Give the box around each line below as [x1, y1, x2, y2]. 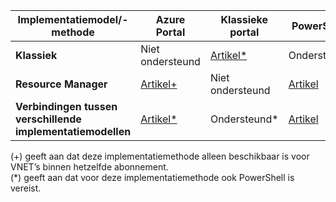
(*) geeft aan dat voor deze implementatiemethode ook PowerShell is [10, 172, 295, 183]
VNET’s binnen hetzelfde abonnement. [10, 161, 169, 173]
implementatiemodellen [15, 125, 132, 138]
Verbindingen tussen [15, 100, 118, 113]
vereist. [10, 182, 42, 194]
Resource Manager [15, 77, 108, 91]
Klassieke [220, 13, 268, 26]
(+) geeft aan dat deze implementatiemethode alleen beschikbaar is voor [10, 150, 310, 162]
